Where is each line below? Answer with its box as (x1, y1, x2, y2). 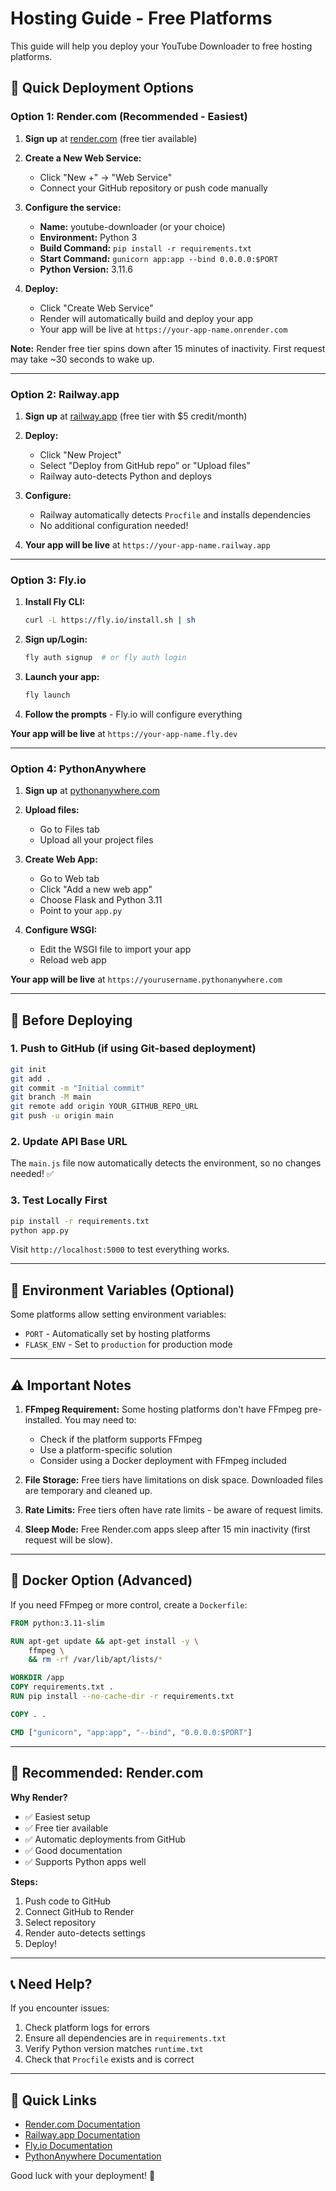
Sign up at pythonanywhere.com (24, 785, 160, 797)
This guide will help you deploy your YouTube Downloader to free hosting (10, 40, 313, 52)
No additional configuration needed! (39, 519, 189, 531)
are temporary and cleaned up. (24, 1485, 153, 1497)
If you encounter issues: (10, 2002, 110, 2014)
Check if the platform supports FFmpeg (39, 1433, 203, 1446)
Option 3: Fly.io (10, 573, 87, 587)
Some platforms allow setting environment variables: (10, 1308, 227, 1321)
